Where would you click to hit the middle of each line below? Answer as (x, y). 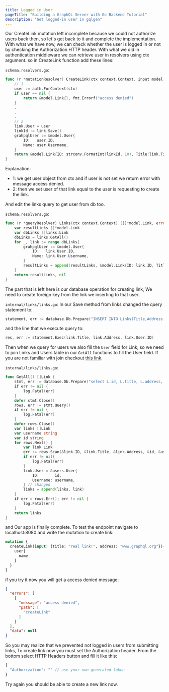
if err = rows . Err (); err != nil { (52, 499)
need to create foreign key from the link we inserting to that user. (72, 294)
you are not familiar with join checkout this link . (54, 358)
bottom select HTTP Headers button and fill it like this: (61, 656)
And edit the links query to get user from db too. (55, 204)
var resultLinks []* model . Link (47, 228)
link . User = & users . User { (51, 471)
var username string (36, 433)
